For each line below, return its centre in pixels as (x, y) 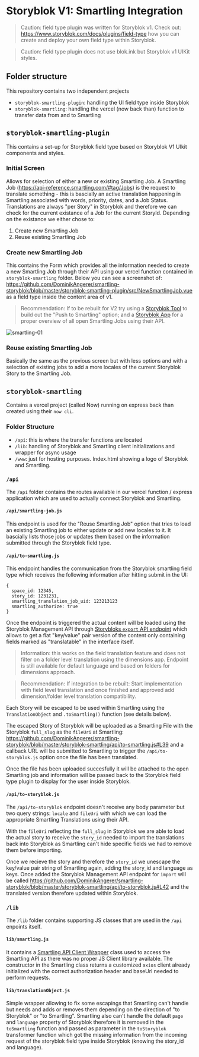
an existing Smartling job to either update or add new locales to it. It (89, 530)
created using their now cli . (40, 411)
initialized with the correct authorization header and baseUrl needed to (92, 971)
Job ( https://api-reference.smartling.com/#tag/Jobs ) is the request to (91, 187)
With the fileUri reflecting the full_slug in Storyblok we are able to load (95, 831)
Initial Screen (25, 168)
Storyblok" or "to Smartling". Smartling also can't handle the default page (95, 1016)
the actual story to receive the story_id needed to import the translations (95, 838)
